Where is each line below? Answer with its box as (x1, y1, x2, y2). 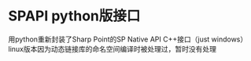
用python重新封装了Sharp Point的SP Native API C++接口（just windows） (8, 34, 248, 44)
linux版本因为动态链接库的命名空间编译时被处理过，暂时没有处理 (8, 44, 216, 53)
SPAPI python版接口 (8, 7, 141, 25)
